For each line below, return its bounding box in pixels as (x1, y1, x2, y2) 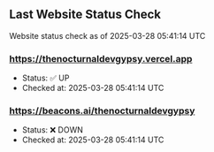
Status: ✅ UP (21, 72, 70, 83)
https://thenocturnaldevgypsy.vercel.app (9, 52, 193, 65)
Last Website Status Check (9, 7, 162, 22)
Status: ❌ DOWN (21, 125, 84, 135)
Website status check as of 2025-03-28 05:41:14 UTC (9, 30, 206, 41)
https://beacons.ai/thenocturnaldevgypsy (9, 105, 195, 118)
